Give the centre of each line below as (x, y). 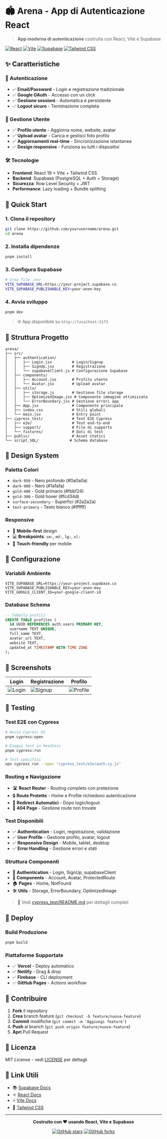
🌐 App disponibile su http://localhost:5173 (63, 321)
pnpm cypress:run (23, 750)
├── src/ (14, 353)
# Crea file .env (23, 280)
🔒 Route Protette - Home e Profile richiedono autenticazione (74, 795)
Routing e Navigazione (33, 777)
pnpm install (19, 257)
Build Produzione (26, 932)
